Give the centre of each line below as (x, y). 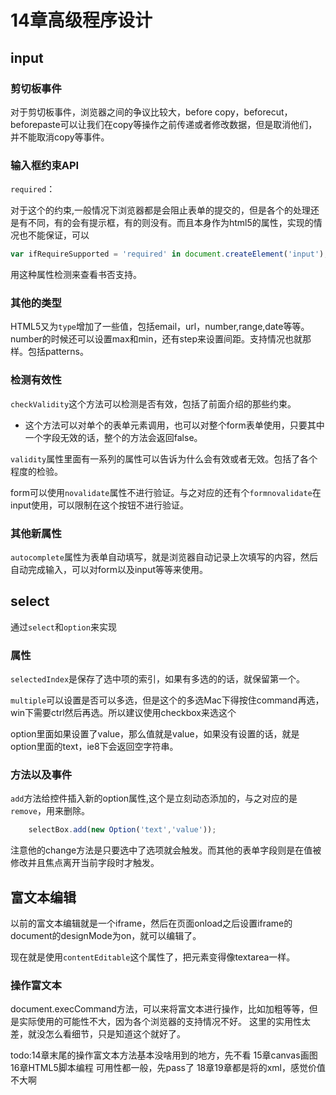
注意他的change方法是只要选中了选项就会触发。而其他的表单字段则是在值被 (166, 850)
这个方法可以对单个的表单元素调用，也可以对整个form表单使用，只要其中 (174, 425)
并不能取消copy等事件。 (60, 137)
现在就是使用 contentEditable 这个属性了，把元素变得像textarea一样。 (153, 957)
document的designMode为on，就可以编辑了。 (106, 936)
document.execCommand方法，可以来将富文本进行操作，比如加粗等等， (160, 1009)
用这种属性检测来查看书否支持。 (76, 275)
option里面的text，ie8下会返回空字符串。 (94, 747)
